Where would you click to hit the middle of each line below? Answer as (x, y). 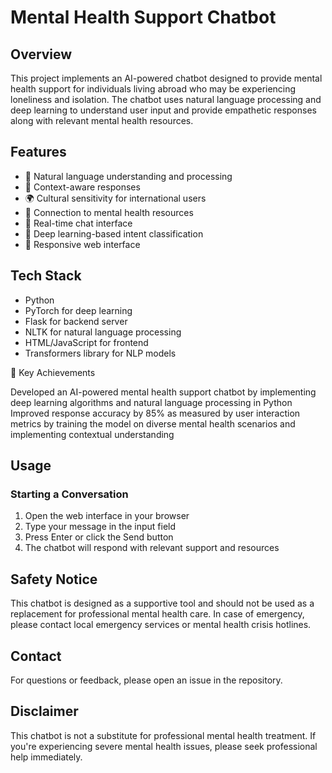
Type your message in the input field (100, 527)
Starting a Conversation (69, 494)
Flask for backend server (76, 321)
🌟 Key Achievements (53, 372)
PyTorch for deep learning (78, 310)
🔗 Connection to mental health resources (109, 212)
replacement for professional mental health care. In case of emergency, (157, 614)
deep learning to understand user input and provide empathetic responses (163, 110)
